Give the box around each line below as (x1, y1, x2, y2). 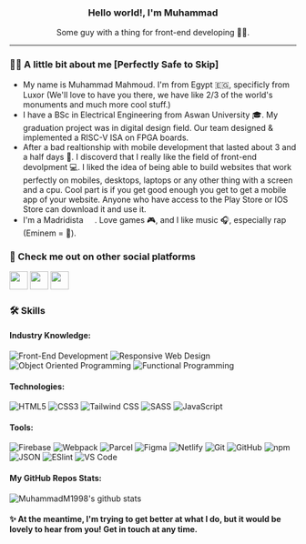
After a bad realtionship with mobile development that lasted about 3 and (22, 141, 297, 152)
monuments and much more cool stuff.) (22, 98, 171, 110)
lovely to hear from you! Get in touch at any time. (9, 524, 198, 535)
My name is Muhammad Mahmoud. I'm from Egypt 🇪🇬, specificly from (22, 79, 290, 90)
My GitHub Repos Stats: (9, 473, 102, 484)
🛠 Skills (9, 304, 46, 317)
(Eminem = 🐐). (22, 227, 77, 238)
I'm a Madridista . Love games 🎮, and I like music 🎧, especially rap (22, 214, 287, 225)
